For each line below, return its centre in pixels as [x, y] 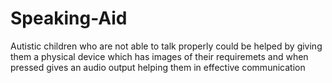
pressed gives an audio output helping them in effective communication [158, 67]
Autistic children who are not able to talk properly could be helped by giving [166, 46]
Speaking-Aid [69, 18]
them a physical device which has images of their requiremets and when [159, 56]
